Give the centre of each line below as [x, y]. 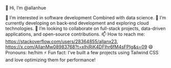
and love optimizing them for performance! [50, 60]
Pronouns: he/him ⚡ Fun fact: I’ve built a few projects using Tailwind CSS [82, 53]
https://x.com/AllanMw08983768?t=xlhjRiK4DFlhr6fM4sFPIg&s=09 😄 [79, 47]
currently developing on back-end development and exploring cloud [77, 23]
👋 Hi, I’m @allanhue [26, 8]
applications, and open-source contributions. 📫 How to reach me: [75, 34]
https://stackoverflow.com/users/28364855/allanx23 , [62, 41]
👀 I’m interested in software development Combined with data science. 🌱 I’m [86, 18]
